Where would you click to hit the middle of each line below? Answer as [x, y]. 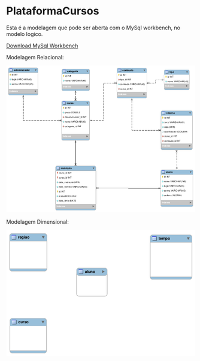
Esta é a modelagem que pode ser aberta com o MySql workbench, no [93, 28]
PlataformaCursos [53, 11]
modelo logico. [25, 34]
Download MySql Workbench [42, 46]
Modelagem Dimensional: [37, 222]
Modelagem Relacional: [35, 57]
